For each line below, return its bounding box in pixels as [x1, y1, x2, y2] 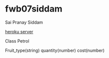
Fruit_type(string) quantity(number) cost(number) [5, 47, 105, 53]
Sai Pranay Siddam [5, 19, 43, 25]
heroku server [5, 29, 33, 34]
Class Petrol [5, 38, 29, 44]
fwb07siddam [5, 3, 63, 14]
